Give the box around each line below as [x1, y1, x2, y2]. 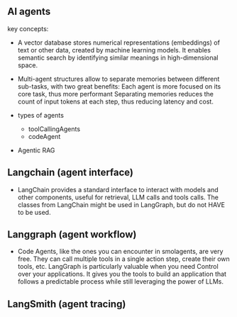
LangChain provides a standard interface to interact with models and [17, 185, 219, 194]
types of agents [17, 111, 64, 119]
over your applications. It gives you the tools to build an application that [17, 269, 227, 279]
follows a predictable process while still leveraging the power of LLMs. [17, 277, 224, 286]
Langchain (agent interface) [7, 167, 133, 179]
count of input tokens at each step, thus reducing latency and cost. [17, 97, 214, 106]
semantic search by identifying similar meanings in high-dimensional [17, 53, 219, 62]
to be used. [17, 208, 51, 216]
